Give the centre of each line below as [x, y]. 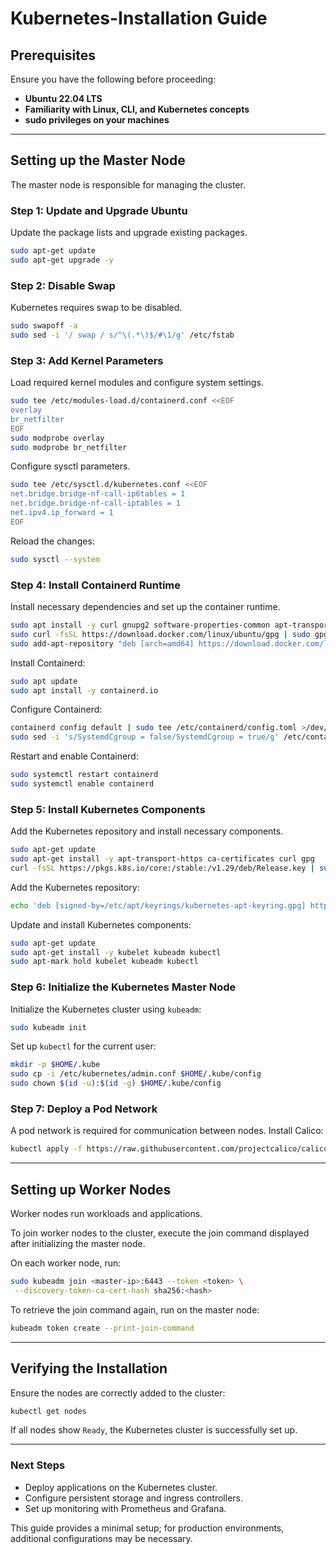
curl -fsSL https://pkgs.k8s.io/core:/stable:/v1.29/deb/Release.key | [162, 868]
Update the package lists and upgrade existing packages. [129, 233]
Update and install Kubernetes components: [101, 924]
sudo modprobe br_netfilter [69, 447]
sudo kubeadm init [48, 1027]
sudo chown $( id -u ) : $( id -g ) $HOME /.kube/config [116, 1083]
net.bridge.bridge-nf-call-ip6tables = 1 [98, 494]
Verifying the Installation [89, 1368]
